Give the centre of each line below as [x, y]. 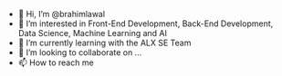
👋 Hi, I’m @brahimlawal [62, 14]
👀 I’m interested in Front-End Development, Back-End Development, [146, 24]
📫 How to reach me [56, 62]
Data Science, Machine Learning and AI [92, 33]
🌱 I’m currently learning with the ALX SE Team [104, 43]
